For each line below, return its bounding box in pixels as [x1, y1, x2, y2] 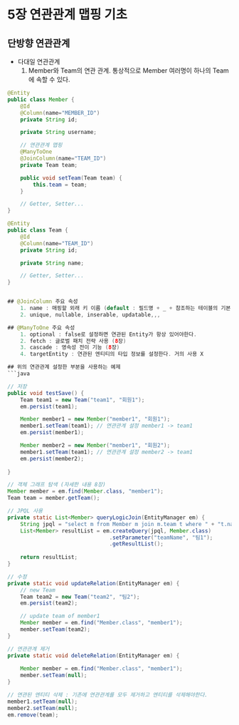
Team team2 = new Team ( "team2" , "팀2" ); [20, 593, 140, 600]
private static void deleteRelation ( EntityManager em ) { [7, 652, 180, 659]
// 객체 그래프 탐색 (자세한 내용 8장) [7, 481, 106, 488]
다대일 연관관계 [17, 58, 60, 66]
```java [7, 370, 31, 377]
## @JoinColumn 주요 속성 [7, 298, 78, 305]
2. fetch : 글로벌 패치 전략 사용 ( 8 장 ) [20, 337, 127, 344]
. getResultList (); [109, 540, 164, 547]
